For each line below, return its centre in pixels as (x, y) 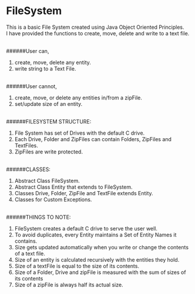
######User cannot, (31, 86)
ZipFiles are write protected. (49, 152)
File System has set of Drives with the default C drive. (80, 133)
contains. (26, 241)
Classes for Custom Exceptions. (53, 199)
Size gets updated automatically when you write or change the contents (102, 247)
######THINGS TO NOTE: (38, 217)
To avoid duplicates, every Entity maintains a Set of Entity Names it (95, 235)
